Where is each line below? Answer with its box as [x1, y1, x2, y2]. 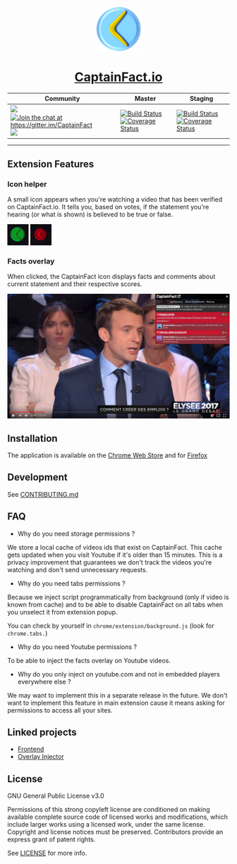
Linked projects [7, 727, 78, 738]
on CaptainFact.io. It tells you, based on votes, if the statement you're [7, 202, 209, 211]
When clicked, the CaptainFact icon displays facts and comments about [7, 272, 216, 281]
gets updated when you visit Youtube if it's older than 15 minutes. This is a [7, 550, 223, 559]
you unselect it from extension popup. [7, 607, 118, 616]
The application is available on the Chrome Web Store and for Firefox [7, 451, 208, 459]
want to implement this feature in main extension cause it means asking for [7, 698, 225, 707]
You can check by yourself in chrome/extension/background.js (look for [7, 621, 214, 630]
